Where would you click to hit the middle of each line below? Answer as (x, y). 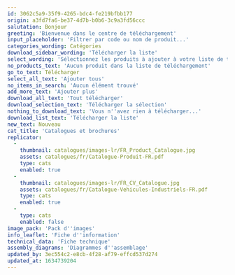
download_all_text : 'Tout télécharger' (65, 99)
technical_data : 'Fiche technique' (59, 241)
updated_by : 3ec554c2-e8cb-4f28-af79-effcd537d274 (83, 255)
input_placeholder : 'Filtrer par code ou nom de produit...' (98, 40)
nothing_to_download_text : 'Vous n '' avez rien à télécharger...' (104, 111)
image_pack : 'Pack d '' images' (51, 228)
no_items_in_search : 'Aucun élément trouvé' (73, 85)
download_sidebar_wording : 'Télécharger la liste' (83, 53)
